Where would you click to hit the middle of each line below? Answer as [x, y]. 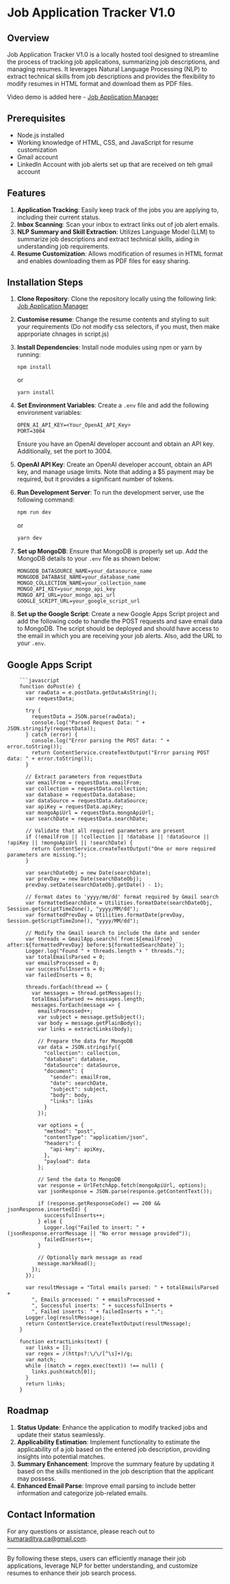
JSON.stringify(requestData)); [52, 729]
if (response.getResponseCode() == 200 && [99, 1203]
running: [29, 354]
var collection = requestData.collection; [87, 789]
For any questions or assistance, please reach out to [81, 1531]
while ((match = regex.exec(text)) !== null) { [94, 1366]
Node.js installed [41, 135]
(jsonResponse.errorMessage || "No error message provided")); [99, 1234]
